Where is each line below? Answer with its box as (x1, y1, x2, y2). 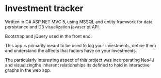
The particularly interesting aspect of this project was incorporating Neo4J (5, 57, 155, 63)
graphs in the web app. (5, 67, 51, 73)
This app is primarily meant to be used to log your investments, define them (5, 42, 156, 48)
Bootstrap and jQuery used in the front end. (5, 33, 92, 39)
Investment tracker (5, 3, 83, 14)
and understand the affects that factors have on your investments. (5, 48, 137, 53)
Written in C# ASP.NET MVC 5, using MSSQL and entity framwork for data (5, 19, 153, 25)
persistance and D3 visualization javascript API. (5, 24, 100, 29)
